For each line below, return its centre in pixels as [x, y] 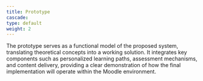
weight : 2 [19, 29]
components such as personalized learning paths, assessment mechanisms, [102, 59]
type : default [24, 23]
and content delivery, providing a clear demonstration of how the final [94, 65]
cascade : [17, 18]
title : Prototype [28, 12]
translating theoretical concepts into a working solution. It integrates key [97, 53]
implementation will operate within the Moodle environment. [81, 72]
